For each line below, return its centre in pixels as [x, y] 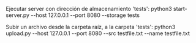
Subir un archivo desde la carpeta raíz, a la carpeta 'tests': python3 [91, 27]
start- [180, 9]
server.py [18, 15]
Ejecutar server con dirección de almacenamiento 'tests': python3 [89, 9]
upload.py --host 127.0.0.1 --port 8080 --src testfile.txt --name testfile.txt [98, 33]
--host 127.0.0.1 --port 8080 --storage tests [85, 15]
